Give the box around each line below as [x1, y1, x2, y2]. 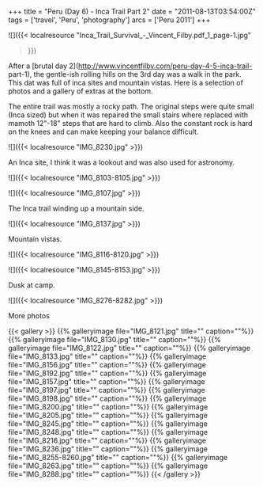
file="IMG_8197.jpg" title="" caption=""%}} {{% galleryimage [8, 386, 205, 394]
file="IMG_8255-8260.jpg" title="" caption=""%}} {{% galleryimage [8, 453, 228, 462]
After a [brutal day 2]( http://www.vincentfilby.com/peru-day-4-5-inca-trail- [8, 61, 253, 70]
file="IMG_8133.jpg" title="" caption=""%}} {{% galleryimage [8, 352, 207, 361]
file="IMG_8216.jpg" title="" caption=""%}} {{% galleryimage [8, 436, 207, 445]
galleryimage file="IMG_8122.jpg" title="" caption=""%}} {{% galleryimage [8, 344, 251, 352]
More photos [8, 311, 50, 320]
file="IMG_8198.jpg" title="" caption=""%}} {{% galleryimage [8, 394, 207, 403]
